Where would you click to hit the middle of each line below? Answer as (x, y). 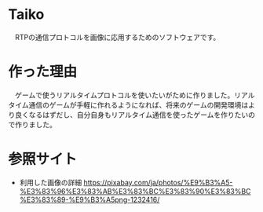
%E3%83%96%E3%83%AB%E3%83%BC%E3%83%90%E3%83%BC (135, 191)
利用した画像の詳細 (51, 182)
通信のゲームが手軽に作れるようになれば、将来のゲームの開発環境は (139, 104)
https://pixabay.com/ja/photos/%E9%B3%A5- (158, 182)
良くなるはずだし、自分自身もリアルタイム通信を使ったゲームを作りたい (131, 115)
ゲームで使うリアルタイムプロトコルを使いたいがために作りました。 (124, 95)
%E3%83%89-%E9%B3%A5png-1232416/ (89, 199)
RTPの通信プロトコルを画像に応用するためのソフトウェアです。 (117, 37)
